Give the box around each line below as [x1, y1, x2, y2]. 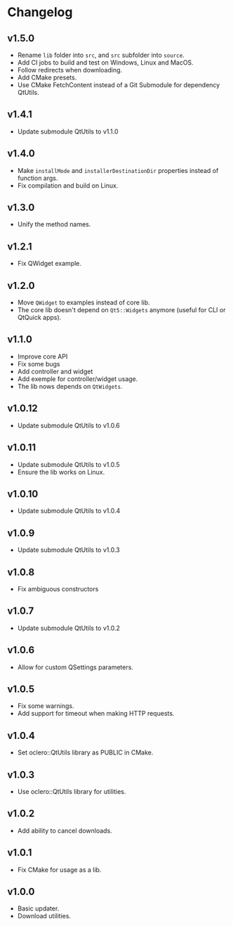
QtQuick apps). [17, 314, 62, 322]
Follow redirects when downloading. [17, 66, 123, 74]
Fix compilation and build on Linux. [17, 181, 119, 190]
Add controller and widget [17, 367, 93, 375]
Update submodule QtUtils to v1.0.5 [17, 460, 121, 468]
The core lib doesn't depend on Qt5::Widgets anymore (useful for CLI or [17, 306, 226, 314]
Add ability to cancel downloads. [17, 826, 112, 835]
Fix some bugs [17, 359, 61, 368]
